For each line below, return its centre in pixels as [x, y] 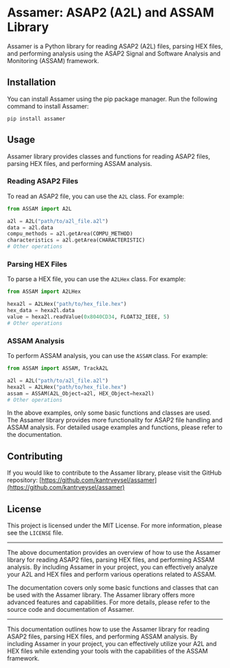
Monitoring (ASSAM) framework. [53, 60]
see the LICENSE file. [35, 533]
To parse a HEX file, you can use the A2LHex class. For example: [97, 279]
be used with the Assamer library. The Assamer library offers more [101, 595]
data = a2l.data [30, 228]
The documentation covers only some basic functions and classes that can [113, 588]
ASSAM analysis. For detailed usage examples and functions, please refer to [115, 427]
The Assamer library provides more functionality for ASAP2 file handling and [115, 420]
